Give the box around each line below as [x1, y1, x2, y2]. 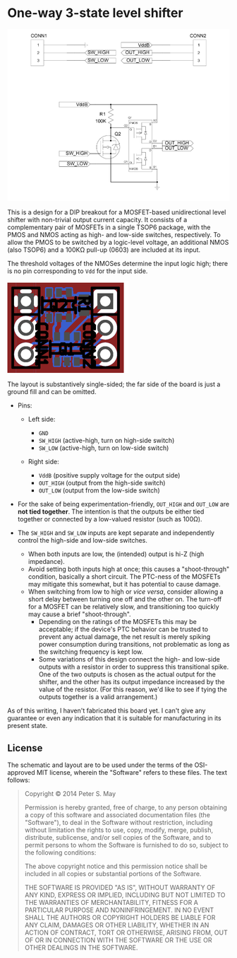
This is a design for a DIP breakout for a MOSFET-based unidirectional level [7, 208, 226, 217]
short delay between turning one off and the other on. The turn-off [28, 595, 222, 604]
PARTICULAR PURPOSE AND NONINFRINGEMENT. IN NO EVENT [24, 906, 214, 914]
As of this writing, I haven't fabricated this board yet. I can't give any [7, 706, 206, 715]
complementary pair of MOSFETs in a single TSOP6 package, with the [7, 223, 211, 231]
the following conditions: [24, 848, 97, 857]
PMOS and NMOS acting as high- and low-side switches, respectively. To [7, 231, 221, 239]
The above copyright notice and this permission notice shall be [24, 862, 208, 871]
